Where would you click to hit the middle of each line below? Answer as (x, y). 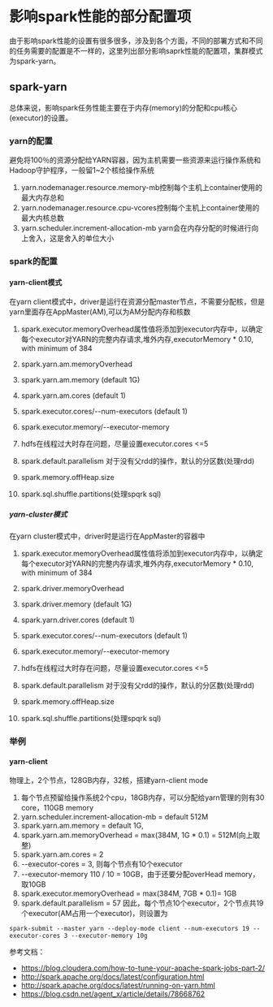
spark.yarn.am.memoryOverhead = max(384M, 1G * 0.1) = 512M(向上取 (141, 835)
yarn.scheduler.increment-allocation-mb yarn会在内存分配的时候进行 (136, 228)
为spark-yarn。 (35, 61)
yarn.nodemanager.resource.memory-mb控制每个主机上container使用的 (142, 188)
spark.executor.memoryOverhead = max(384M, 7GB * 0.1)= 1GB (129, 893)
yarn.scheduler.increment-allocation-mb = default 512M (115, 817)
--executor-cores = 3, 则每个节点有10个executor (102, 864)
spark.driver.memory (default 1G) (76, 604)
